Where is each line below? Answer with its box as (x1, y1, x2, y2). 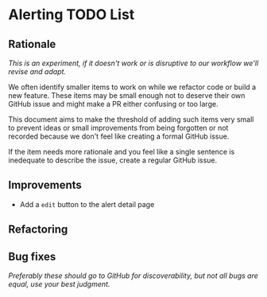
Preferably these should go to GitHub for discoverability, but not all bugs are (8, 271, 258, 280)
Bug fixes (8, 249, 56, 264)
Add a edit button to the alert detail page (19, 199, 155, 209)
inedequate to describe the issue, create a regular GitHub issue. (8, 155, 218, 165)
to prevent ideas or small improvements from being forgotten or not (8, 123, 229, 132)
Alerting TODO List (8, 6, 135, 24)
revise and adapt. (8, 67, 66, 76)
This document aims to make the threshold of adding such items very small (8, 115, 254, 124)
